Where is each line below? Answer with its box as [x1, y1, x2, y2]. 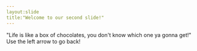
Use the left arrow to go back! [6, 38, 81, 45]
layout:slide [6, 8, 39, 15]
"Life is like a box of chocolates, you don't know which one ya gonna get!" [6, 31, 192, 38]
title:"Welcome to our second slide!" [6, 15, 104, 21]
